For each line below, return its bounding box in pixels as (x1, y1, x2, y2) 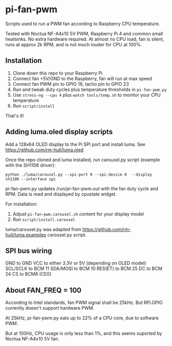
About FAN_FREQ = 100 (5, 286, 82, 295)
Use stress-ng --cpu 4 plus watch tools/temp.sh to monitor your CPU (12, 91, 161, 98)
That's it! (5, 112, 24, 119)
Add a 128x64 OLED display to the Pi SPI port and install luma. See (5, 141, 146, 147)
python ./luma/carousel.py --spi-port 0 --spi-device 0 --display (5, 172, 153, 177)
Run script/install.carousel (12, 216, 75, 222)
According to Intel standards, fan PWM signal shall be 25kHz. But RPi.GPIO (5, 299, 163, 306)
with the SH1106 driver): (5, 162, 56, 168)
